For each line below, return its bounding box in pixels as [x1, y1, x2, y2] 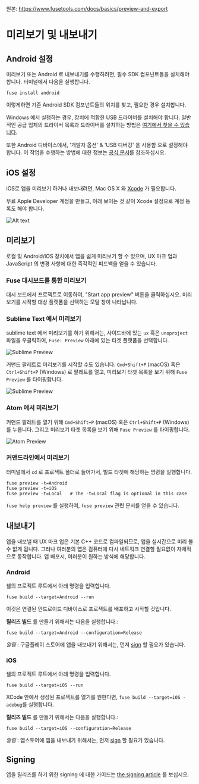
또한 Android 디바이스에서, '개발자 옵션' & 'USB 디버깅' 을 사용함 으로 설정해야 [6, 142, 188, 148]
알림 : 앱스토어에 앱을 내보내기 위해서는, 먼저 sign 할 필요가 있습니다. [6, 737, 165, 744]
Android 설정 [6, 54, 53, 64]
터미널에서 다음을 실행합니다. [23, 78, 90, 85]
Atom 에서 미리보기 [6, 404, 59, 412]
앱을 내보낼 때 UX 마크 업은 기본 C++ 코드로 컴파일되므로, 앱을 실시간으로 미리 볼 [6, 538, 194, 545]
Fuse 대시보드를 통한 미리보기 [6, 276, 87, 285]
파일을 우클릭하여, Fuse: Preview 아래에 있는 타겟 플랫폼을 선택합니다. [6, 337, 169, 344]
